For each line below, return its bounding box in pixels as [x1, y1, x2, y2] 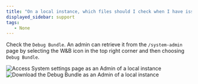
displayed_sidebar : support [6, 14, 75, 20]
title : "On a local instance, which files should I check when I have [6, 8, 183, 15]
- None [14, 25, 31, 31]
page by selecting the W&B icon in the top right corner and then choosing [6, 48, 184, 55]
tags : [6, 19, 19, 25]
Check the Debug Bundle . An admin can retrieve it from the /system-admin [6, 41, 183, 48]
